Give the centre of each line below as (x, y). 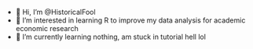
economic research (47, 28)
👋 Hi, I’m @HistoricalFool (55, 12)
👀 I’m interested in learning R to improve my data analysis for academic (130, 20)
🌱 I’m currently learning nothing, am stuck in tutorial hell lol (111, 37)
